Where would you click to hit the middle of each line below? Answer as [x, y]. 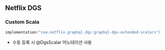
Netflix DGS [24, 8]
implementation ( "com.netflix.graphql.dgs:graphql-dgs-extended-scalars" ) [83, 32]
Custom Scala [22, 22]
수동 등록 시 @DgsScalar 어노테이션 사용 [52, 42]
